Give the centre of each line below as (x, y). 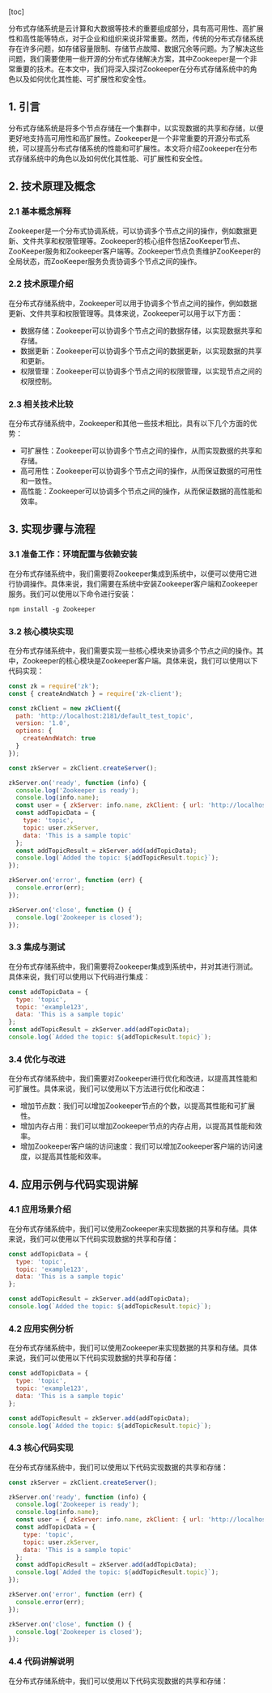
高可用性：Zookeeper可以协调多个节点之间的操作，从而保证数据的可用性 (141, 471)
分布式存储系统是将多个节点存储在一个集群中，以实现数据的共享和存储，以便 (136, 128)
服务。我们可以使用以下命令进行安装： (72, 594)
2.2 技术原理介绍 (41, 284)
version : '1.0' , (43, 723)
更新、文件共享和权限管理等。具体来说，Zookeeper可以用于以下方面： (126, 313)
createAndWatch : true (59, 739)
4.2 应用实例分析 (41, 1328)
